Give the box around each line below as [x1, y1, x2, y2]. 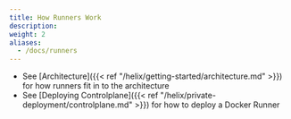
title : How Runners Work [9, 13, 102, 22]
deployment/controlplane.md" [21, 99, 133, 110]
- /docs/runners [17, 47, 78, 55]
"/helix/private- [160, 90, 217, 101]
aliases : [9, 38, 42, 47]
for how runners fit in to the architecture [21, 81, 170, 91]
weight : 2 [9, 30, 46, 38]
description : [9, 21, 58, 30]
